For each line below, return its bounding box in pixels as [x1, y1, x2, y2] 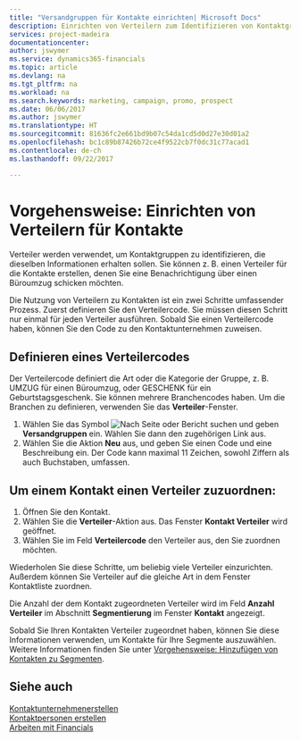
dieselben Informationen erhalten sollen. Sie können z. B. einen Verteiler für [9, 258, 287, 269]
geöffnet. [21, 526, 56, 536]
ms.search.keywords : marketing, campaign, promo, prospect [9, 96, 234, 105]
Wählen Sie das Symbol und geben [21, 419, 279, 430]
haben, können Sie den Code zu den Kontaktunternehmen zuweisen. [9, 324, 262, 334]
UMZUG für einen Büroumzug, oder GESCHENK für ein [9, 383, 212, 393]
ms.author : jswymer [9, 113, 82, 122]
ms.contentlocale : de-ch [9, 146, 102, 155]
